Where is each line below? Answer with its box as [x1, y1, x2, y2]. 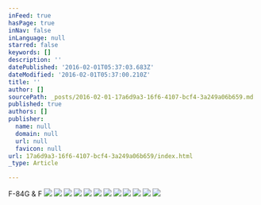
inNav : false [8, 26, 52, 34]
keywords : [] [8, 48, 52, 56]
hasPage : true [8, 19, 56, 27]
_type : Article [8, 160, 59, 168]
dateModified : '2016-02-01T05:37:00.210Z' [8, 71, 151, 79]
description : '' [8, 56, 62, 64]
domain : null [15, 130, 59, 137]
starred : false [8, 41, 59, 49]
